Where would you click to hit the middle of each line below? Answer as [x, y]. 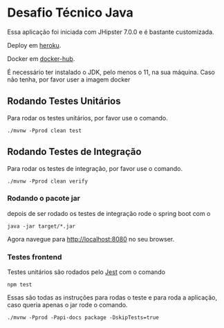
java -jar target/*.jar [41, 226]
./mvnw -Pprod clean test [44, 130]
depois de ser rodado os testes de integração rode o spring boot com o [109, 213]
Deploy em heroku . [34, 45]
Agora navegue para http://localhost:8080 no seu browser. [91, 239]
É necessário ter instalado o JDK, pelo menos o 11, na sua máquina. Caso [111, 72]
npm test [20, 285]
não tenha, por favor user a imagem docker [69, 79]
